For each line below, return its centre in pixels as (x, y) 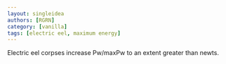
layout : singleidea (36, 14)
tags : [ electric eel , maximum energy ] (64, 33)
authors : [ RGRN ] (31, 20)
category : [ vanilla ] (38, 26)
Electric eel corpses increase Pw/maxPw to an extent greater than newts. (113, 53)
